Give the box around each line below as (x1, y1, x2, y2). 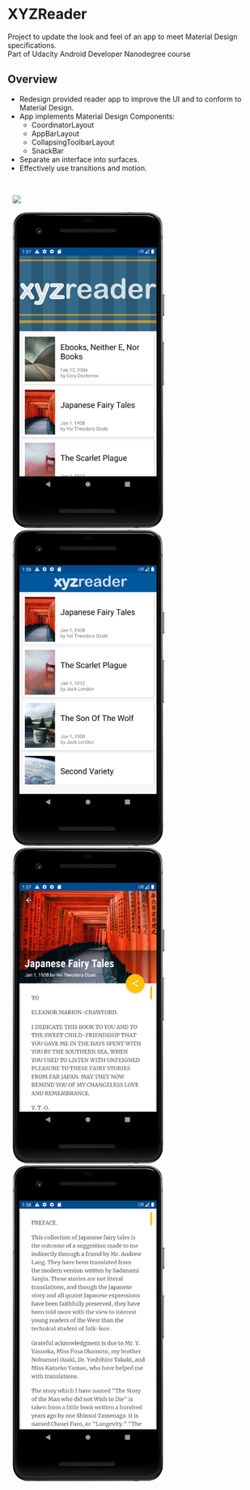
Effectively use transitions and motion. (19, 163, 147, 173)
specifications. (7, 40, 57, 50)
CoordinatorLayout (31, 119, 95, 130)
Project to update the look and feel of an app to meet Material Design (7, 32, 238, 41)
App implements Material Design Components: (19, 111, 176, 121)
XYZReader (7, 5, 87, 24)
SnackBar (31, 145, 64, 155)
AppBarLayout (31, 128, 80, 138)
